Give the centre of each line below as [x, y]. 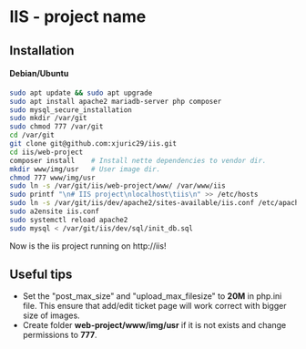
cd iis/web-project [46, 152]
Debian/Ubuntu [39, 74]
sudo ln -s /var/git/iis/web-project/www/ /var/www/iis [117, 186]
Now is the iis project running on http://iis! [88, 246]
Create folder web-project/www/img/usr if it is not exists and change [154, 325]
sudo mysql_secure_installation [71, 110]
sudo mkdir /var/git [49, 118]
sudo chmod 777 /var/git [56, 127]
